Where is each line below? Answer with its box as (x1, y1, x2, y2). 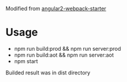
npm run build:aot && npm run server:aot (14, 51, 114, 58)
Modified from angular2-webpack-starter (5, 5, 106, 12)
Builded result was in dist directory (5, 69, 90, 76)
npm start (14, 57, 38, 64)
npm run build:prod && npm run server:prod (14, 45, 121, 52)
